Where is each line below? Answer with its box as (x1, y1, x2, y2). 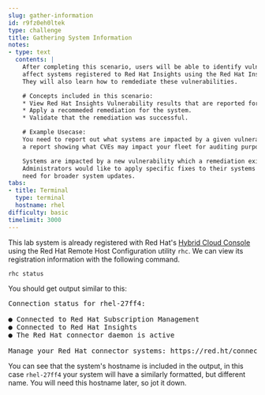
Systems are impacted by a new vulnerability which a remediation (22, 157, 245, 165)
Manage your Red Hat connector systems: (8, 346, 167, 355)
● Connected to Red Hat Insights (8, 322, 138, 332)
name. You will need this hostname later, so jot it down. (8, 378, 187, 387)
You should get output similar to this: (8, 284, 128, 293)
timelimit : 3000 (8, 216, 62, 224)
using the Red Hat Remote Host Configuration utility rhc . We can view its (8, 246, 244, 255)
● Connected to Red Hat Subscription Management (8, 314, 200, 324)
